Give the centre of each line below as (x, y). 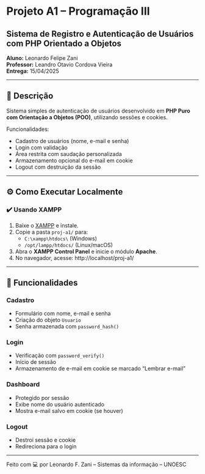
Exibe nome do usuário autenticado (60, 404)
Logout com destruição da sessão (58, 167)
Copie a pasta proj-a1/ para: (52, 232)
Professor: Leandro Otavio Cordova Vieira (59, 65)
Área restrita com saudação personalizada (68, 154)
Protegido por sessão (42, 398)
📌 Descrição (30, 96)
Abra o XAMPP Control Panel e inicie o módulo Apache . (86, 251)
